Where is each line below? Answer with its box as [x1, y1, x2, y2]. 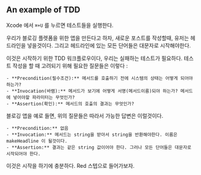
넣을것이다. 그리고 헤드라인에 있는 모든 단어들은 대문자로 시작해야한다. [26, 41, 191, 49]
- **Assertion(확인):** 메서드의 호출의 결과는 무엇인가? [6, 100, 134, 107]
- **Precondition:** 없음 [6, 125, 69, 131]
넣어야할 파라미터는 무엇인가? [13, 94, 75, 100]
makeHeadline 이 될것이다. [6, 138, 68, 144]
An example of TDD [6, 5, 81, 15]
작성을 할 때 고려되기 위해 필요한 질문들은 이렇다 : [12, 62, 128, 69]
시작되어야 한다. [6, 150, 41, 157]
